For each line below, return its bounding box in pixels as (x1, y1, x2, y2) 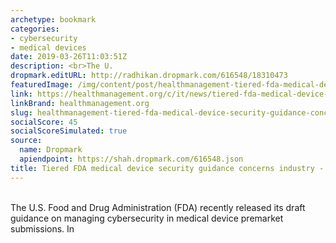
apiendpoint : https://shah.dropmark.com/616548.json (19, 154, 244, 164)
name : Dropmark (19, 145, 83, 155)
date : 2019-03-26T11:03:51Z (10, 52, 128, 62)
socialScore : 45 (10, 117, 78, 127)
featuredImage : (10, 80, 74, 90)
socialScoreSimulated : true (10, 126, 128, 136)
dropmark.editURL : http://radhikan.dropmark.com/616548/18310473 (10, 71, 288, 81)
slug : (10, 107, 33, 118)
